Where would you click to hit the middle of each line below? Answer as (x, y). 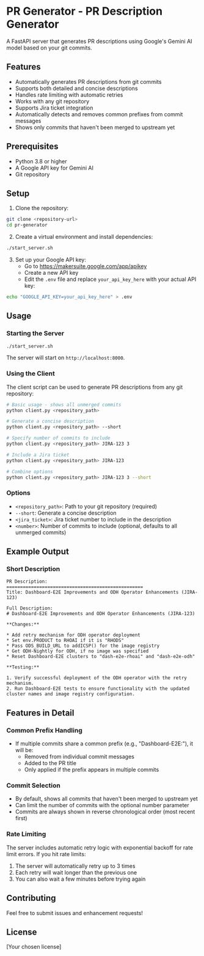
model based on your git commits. (49, 48)
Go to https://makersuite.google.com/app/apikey (86, 266)
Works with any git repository (52, 101)
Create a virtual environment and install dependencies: (84, 237)
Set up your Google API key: (51, 260)
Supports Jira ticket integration (54, 108)
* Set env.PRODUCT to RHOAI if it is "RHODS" (65, 641)
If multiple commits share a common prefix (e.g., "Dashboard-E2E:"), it (104, 744)
